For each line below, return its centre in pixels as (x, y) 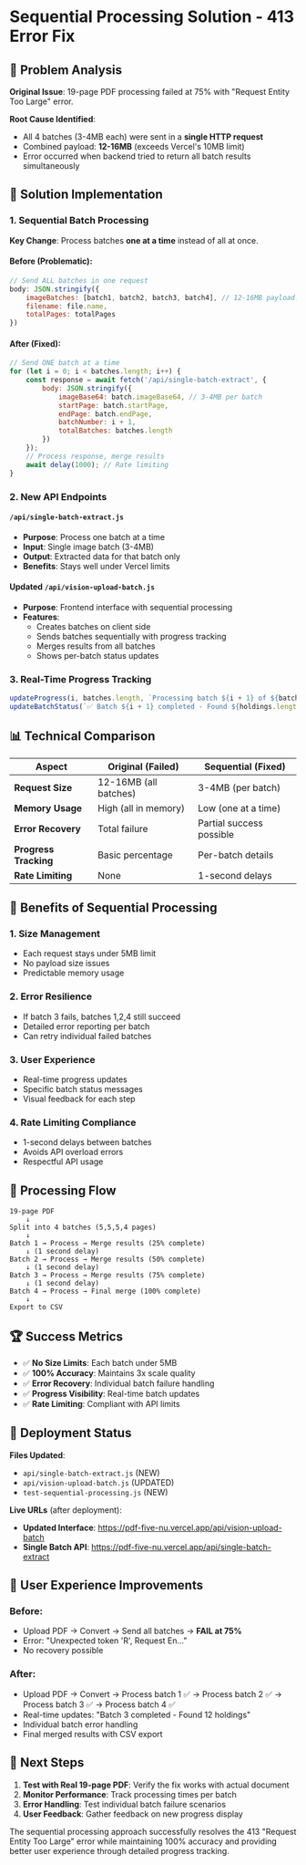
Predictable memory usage (73, 973)
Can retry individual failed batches (87, 1036)
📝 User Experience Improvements (106, 1585)
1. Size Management (55, 934)
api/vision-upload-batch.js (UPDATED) (98, 1482)
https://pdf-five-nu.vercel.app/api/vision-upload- (190, 1527)
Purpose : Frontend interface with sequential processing (127, 607)
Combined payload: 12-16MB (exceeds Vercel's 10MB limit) (133, 146)
